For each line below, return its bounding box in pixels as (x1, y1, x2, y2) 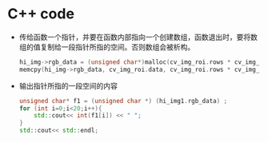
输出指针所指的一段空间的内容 (18, 81, 118, 90)
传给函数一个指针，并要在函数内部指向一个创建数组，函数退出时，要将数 (18, 32, 258, 41)
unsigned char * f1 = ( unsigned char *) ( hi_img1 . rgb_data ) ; (18, 97, 228, 105)
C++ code (7, 5, 75, 23)
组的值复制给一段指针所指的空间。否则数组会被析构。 (18, 41, 195, 52)
